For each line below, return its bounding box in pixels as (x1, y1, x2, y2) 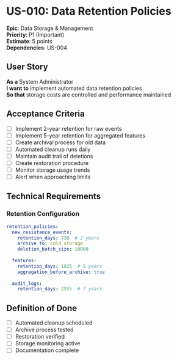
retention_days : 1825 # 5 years (17, 263, 103, 270)
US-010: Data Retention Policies (6, 4, 172, 18)
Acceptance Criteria (6, 109, 85, 119)
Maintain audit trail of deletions (15, 152, 93, 160)
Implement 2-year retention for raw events (15, 125, 122, 132)
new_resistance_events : (12, 229, 72, 235)
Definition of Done (6, 303, 78, 313)
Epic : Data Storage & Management (6, 24, 93, 32)
